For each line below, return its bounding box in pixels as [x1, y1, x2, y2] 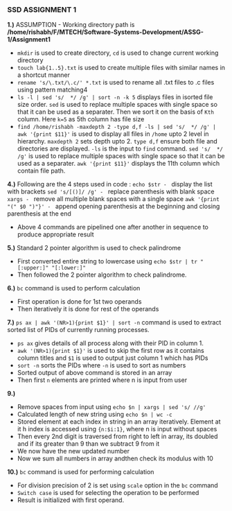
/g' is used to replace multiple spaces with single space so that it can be [17, 152, 225, 160]
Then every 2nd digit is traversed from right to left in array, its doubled [17, 432, 218, 441]
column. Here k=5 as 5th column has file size [17, 115, 145, 123]
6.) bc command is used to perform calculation [7, 284, 141, 293]
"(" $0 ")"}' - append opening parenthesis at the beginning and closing [7, 202, 220, 211]
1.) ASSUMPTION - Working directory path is [7, 21, 135, 29]
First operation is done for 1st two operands [17, 297, 142, 306]
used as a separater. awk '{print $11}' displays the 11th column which [17, 159, 220, 168]
